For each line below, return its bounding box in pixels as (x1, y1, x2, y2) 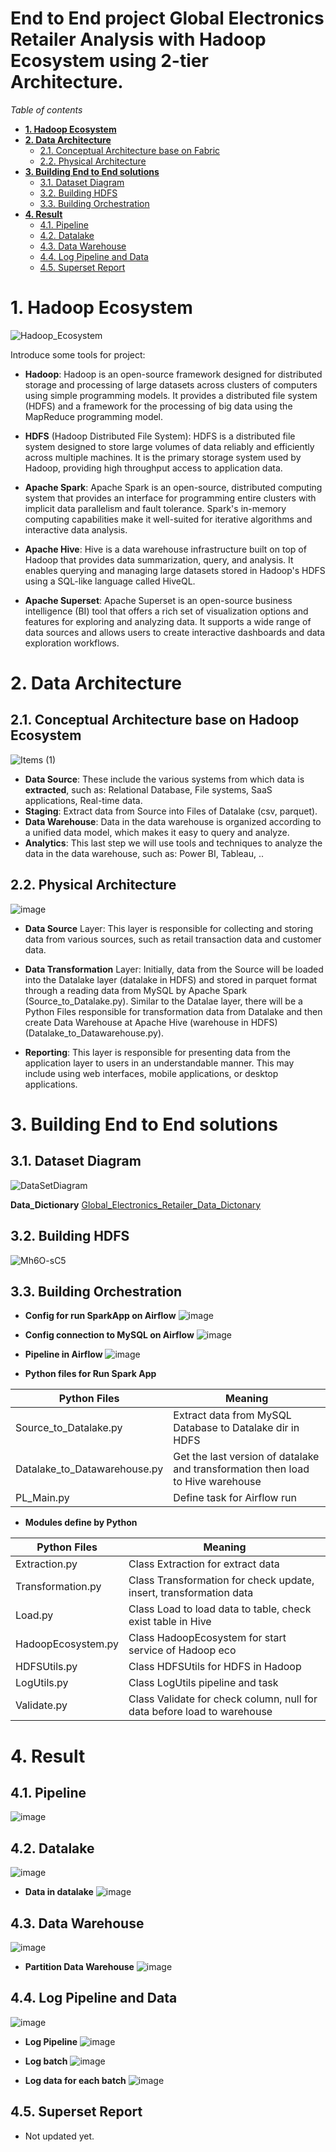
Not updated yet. (24, 2130, 95, 2142)
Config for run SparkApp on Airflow (24, 1310, 177, 1322)
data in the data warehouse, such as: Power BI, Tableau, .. (24, 847, 264, 859)
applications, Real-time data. (24, 794, 143, 806)
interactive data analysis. (24, 523, 128, 536)
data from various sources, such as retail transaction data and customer (24, 933, 322, 945)
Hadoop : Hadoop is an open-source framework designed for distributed (24, 368, 323, 380)
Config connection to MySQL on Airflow (24, 1329, 195, 1341)
